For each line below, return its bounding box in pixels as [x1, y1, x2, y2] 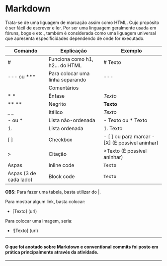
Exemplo [121, 47, 142, 54]
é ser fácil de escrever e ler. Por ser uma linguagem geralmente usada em [5, 24, 157, 30]
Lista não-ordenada [48, 117, 95, 124]
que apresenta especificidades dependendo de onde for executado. [5, 35, 145, 41]
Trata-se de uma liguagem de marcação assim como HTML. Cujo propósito [5, 19, 160, 25]
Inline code [48, 162, 75, 169]
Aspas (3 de [7, 170, 36, 177]
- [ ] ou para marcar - [103, 133, 155, 140]
